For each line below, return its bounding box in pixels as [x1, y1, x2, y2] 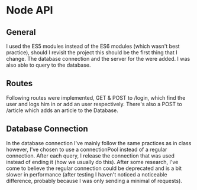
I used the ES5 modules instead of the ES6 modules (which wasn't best [6, 42, 180, 50]
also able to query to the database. [6, 61, 91, 68]
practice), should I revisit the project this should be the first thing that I [6, 49, 177, 56]
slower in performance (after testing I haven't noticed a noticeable [6, 171, 167, 178]
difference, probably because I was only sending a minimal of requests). [6, 177, 182, 184]
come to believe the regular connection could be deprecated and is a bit [6, 165, 182, 172]
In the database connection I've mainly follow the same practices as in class [6, 139, 192, 146]
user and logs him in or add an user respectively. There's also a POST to [6, 100, 182, 107]
